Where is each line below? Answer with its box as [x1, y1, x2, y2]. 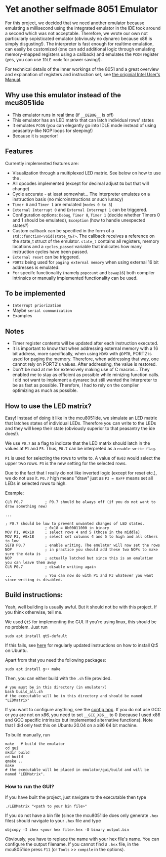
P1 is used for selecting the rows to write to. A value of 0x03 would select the [5, 455, 161, 461]
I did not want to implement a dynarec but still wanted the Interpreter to [12, 377, 158, 383]
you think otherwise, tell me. [5, 609, 63, 615]
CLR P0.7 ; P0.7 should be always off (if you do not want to [5, 500, 156, 505]
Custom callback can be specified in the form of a [12, 227, 115, 233]
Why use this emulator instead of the [5, 91, 121, 99]
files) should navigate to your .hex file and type [5, 818, 101, 824]
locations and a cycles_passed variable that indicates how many [12, 243, 142, 249]
